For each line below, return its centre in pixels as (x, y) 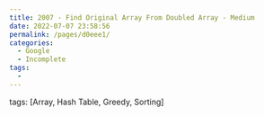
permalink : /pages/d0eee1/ (60, 34)
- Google (34, 51)
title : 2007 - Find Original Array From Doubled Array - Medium (132, 18)
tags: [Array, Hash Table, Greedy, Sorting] (87, 102)
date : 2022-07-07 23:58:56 (60, 26)
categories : (31, 43)
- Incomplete (42, 59)
